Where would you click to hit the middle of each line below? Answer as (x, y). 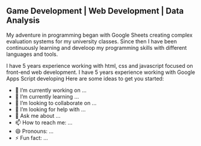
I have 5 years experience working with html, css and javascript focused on (100, 65)
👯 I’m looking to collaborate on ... (56, 103)
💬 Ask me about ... (38, 115)
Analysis (23, 21)
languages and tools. (32, 54)
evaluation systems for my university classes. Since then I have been (92, 41)
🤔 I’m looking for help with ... (50, 109)
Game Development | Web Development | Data (95, 11)
